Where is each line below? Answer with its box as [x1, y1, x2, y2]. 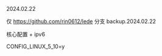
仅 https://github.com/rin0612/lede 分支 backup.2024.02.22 [6, 18, 157, 25]
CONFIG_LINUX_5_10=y [6, 43, 65, 50]
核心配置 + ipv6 [6, 30, 46, 38]
